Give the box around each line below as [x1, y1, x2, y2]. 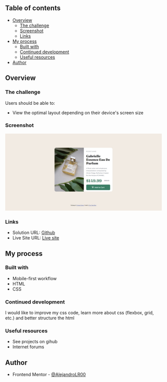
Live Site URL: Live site [12, 235, 60, 241]
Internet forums [12, 344, 45, 350]
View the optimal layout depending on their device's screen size [12, 109, 144, 116]
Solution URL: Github [12, 229, 56, 235]
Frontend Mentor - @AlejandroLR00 [12, 372, 86, 378]
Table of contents [5, 4, 61, 12]
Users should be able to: [5, 100, 56, 106]
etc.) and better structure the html [5, 315, 75, 321]
